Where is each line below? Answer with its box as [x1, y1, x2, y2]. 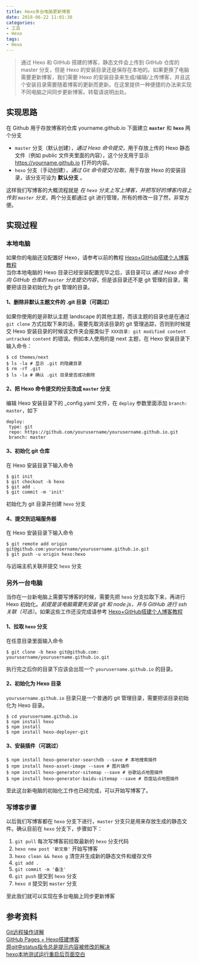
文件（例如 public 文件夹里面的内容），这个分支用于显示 [14, 152, 150, 159]
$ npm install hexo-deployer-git [6, 729, 89, 735]
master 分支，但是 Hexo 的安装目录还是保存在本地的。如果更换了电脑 [20, 66, 189, 73]
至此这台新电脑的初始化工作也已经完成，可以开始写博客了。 [6, 787, 151, 794]
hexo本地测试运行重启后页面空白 [6, 951, 86, 958]
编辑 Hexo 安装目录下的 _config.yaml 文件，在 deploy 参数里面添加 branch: [6, 399, 188, 407]
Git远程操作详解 [6, 929, 44, 936]
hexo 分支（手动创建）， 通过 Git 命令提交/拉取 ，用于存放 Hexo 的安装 [14, 167, 181, 174]
